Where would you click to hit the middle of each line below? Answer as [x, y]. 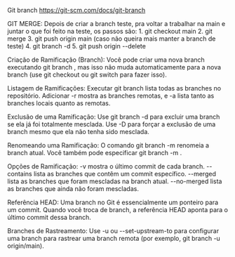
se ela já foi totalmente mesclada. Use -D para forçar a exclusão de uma [112, 124]
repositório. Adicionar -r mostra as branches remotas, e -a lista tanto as [111, 95]
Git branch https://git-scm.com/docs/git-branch [76, 10]
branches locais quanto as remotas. [59, 103]
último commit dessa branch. [49, 217]
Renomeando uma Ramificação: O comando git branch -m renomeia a [108, 145]
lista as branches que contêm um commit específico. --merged [125, 174]
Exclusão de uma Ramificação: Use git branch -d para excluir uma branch [114, 117]
